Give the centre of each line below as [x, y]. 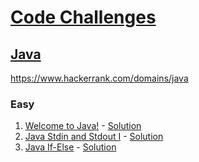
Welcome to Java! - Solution [83, 126]
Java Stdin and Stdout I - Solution [94, 137]
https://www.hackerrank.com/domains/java [99, 78]
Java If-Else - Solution [70, 147]
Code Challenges [83, 17]
